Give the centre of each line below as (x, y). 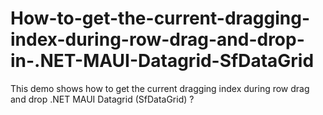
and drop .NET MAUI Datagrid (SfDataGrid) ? (102, 99)
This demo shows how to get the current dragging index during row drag (160, 88)
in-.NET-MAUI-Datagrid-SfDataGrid (162, 61)
